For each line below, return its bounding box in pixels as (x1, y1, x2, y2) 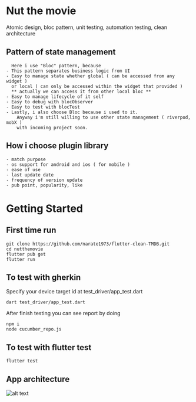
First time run (6, 225, 57, 236)
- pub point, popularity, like (6, 182, 83, 188)
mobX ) (6, 119, 22, 125)
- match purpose (6, 156, 46, 162)
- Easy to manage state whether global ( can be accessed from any (6, 73, 175, 79)
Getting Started (6, 202, 84, 215)
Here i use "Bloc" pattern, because (11, 63, 101, 68)
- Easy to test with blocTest (6, 104, 81, 110)
